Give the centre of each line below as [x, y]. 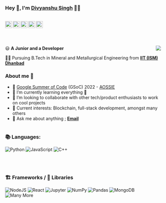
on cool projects [29, 102]
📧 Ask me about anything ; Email [45, 118]
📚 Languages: [23, 137]
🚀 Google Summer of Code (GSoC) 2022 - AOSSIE [63, 87]
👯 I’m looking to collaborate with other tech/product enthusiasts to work [85, 97]
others [19, 113]
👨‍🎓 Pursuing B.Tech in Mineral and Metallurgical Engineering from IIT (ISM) [82, 58]
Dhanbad [15, 63]
